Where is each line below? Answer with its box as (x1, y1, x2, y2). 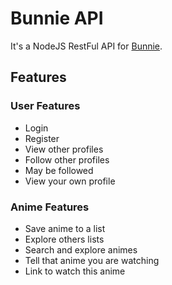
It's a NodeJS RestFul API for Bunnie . (10, 40, 163, 52)
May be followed (24, 164, 94, 176)
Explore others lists (24, 233, 105, 245)
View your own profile (24, 175, 116, 187)
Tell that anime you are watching (24, 254, 160, 266)
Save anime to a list (24, 222, 106, 234)
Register (24, 132, 60, 144)
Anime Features (10, 200, 90, 214)
